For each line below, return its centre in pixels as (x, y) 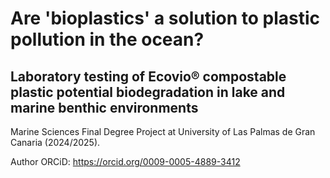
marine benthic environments (104, 107)
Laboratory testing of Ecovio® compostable (148, 76)
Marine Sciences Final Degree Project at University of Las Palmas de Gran (163, 131)
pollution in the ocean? (107, 39)
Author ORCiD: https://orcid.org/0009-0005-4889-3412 (125, 161)
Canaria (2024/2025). (55, 142)
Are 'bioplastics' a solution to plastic (165, 18)
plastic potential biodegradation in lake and (148, 92)
